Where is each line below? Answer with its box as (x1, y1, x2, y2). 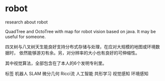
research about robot (5, 19, 48, 25)
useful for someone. (5, 34, 46, 40)
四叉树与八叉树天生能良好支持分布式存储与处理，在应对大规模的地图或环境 (5, 43, 156, 49)
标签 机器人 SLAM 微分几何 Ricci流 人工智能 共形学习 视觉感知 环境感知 (5, 70, 149, 76)
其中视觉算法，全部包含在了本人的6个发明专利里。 (5, 60, 107, 66)
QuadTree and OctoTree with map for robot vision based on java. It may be (5, 28, 156, 34)
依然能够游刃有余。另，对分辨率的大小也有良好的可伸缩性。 (19, 50, 140, 56)
